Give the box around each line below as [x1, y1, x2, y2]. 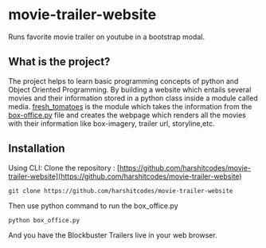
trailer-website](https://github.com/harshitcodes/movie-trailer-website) [8, 171, 242, 181]
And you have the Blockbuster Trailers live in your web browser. [8, 230, 217, 240]
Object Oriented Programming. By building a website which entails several [8, 85, 252, 94]
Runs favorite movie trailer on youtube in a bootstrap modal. [8, 32, 205, 41]
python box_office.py [8, 216, 80, 224]
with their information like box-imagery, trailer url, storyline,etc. [8, 118, 215, 128]
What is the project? [8, 55, 111, 69]
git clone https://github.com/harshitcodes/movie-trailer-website [8, 187, 233, 195]
